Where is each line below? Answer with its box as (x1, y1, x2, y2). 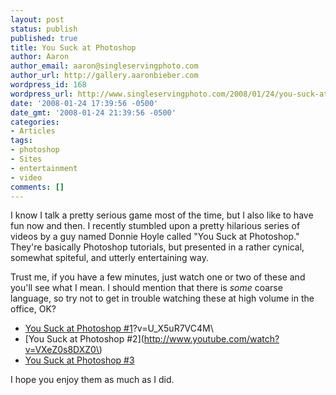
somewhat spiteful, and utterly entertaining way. (10, 252, 209, 264)
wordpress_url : (10, 89, 74, 99)
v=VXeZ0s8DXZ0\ (24, 344, 100, 356)
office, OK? (10, 303, 57, 315)
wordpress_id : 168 (10, 80, 87, 90)
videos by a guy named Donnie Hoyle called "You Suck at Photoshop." (10, 231, 300, 243)
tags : (10, 136, 33, 146)
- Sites (10, 154, 43, 164)
